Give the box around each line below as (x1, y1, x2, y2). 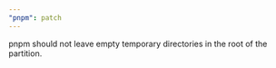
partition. (8, 47, 43, 59)
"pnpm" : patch (8, 13, 63, 23)
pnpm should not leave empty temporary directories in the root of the (8, 38, 268, 49)
